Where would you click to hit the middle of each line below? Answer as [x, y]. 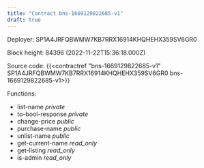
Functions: [22, 94]
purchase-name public [49, 128]
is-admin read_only [44, 157]
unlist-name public [43, 136]
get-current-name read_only [57, 143]
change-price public [46, 121]
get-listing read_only [46, 150]
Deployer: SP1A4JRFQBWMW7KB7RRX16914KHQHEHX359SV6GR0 [102, 39]
